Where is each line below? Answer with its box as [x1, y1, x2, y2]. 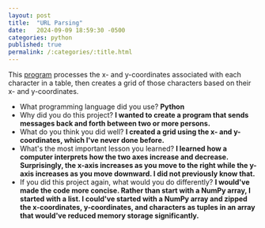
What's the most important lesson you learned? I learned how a [19, 144, 228, 153]
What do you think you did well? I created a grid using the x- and [19, 127, 233, 136]
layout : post [8, 11, 51, 20]
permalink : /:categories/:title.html [8, 48, 133, 56]
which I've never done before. [63, 136, 165, 144]
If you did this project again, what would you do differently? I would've [19, 178, 251, 186]
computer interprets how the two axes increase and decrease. [19, 152, 229, 162]
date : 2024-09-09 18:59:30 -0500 [8, 26, 126, 34]
